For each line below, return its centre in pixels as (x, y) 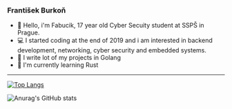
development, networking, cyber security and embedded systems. (112, 50)
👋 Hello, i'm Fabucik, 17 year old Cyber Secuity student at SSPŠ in (111, 26)
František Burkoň (37, 10)
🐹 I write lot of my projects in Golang (69, 58)
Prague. (28, 32)
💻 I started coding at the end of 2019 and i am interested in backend (115, 41)
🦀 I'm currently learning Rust (58, 65)
